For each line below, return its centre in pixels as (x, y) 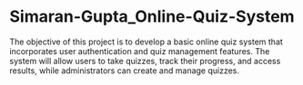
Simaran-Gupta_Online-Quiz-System (152, 17)
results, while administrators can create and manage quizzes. (124, 71)
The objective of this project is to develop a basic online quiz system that (146, 42)
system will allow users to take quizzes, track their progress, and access (145, 61)
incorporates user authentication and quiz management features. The (140, 51)
